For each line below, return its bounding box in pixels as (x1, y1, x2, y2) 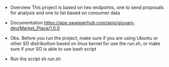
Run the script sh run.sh (10, 56, 61, 62)
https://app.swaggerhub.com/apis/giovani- (44, 20, 135, 26)
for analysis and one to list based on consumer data (10, 10, 120, 16)
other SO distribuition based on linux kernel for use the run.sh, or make (10, 40, 161, 47)
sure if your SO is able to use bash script (10, 46, 97, 52)
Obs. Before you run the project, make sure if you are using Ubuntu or (10, 35, 158, 41)
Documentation (10, 20, 43, 26)
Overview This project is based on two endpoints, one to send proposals (10, 5, 164, 10)
